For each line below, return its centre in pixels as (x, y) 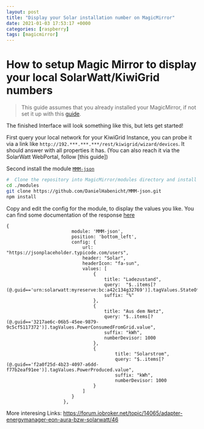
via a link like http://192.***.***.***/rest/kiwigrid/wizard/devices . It (96, 144)
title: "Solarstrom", (142, 354)
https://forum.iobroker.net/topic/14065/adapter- (123, 413)
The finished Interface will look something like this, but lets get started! (95, 126)
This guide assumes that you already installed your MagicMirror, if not (108, 108)
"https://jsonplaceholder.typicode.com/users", (68, 253)
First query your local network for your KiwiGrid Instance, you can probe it (99, 138)
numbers (29, 90)
